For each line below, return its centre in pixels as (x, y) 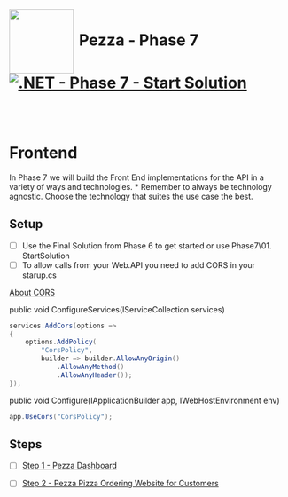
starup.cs (39, 275)
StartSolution (46, 256)
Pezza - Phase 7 (139, 40)
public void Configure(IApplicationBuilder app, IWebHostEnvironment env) (144, 400)
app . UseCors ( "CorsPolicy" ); (61, 416)
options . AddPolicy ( (61, 342)
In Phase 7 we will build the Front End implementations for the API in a (136, 177)
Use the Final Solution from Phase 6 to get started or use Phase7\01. (147, 245)
